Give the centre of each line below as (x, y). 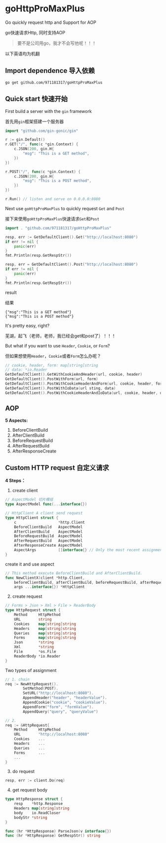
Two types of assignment (31, 670)
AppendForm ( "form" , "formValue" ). (58, 707)
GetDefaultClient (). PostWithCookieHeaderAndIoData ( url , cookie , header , (82, 393)
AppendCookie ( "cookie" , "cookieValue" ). (65, 702)
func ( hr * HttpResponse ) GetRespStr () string (53, 836)
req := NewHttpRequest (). (32, 684)
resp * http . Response (39, 804)
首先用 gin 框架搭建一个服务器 (35, 121)
